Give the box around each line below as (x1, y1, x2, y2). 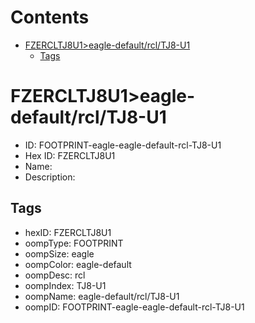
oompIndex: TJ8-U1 (24, 279, 107, 291)
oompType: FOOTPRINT (24, 237, 124, 249)
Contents (10, 6, 90, 29)
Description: (24, 171, 76, 183)
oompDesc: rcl (24, 269, 86, 281)
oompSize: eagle (24, 247, 95, 260)
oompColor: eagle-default (24, 258, 132, 270)
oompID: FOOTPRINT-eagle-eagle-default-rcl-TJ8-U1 (24, 301, 245, 313)
